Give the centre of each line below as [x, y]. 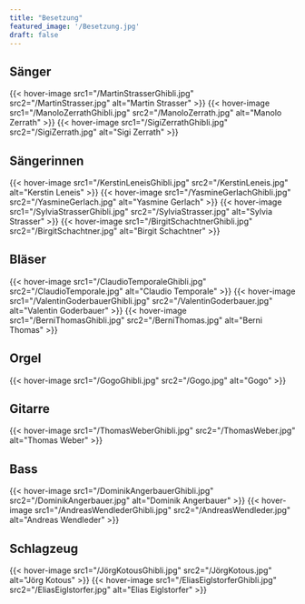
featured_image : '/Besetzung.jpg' [75, 26]
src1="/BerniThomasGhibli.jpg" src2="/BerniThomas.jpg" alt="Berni [136, 320]
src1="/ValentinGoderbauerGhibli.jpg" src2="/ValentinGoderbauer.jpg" [141, 300]
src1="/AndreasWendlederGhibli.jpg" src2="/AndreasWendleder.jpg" [163, 510]
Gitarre [30, 409]
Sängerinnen [47, 161]
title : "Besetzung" [46, 18]
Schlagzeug [44, 548]
